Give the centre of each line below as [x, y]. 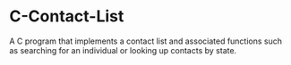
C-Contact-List [67, 16]
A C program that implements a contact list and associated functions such [146, 41]
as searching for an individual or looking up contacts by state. [123, 50]
